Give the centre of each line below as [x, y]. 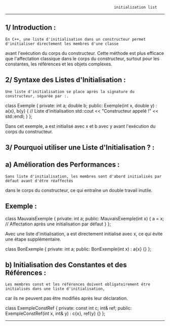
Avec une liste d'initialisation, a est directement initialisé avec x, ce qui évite [84, 234]
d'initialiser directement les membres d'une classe [62, 44]
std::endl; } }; [19, 116]
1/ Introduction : [31, 28]
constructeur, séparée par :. [37, 96]
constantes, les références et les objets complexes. [59, 64]
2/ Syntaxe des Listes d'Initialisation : [66, 80]
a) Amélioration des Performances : [62, 165]
